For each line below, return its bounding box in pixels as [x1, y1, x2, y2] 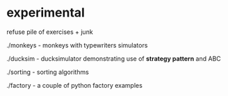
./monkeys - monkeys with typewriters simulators [6, 41, 148, 49]
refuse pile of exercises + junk [6, 28, 93, 36]
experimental [6, 5, 85, 21]
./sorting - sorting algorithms [6, 68, 90, 76]
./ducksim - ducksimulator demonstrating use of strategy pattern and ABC [6, 54, 222, 63]
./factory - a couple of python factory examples [6, 81, 143, 89]
